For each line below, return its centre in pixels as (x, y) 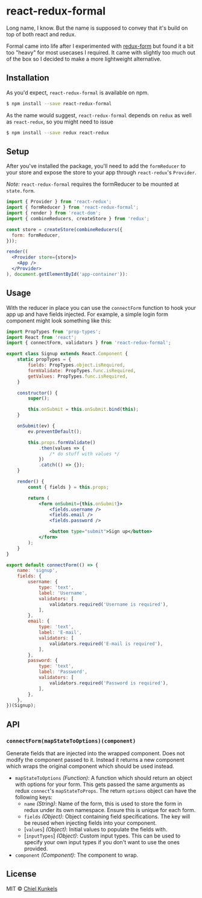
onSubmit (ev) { (36, 426)
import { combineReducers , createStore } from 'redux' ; (78, 218)
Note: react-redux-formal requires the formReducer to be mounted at (93, 184)
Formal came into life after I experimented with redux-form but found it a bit (100, 46)
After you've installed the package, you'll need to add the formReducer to (96, 166)
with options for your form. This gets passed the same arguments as (100, 784)
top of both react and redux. (41, 34)
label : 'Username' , (63, 593)
